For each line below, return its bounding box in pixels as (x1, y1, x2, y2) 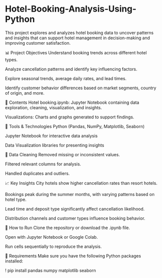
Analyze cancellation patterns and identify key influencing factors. (5, 66, 137, 72)
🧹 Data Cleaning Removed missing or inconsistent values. (5, 151, 120, 157)
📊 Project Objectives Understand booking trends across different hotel (5, 49, 147, 55)
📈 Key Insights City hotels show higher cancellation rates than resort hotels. (5, 180, 158, 186)
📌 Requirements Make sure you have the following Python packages (5, 253, 142, 259)
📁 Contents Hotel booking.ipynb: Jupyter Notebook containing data (5, 99, 140, 105)
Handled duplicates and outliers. (5, 170, 70, 176)
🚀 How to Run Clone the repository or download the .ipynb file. (5, 225, 130, 230)
